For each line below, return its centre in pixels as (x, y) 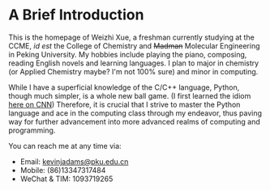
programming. (32, 130)
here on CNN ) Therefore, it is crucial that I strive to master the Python (124, 104)
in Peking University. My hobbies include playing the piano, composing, (128, 54)
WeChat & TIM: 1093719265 (66, 179)
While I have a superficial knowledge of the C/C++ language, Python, (124, 87)
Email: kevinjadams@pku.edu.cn (74, 161)
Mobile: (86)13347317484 (63, 170)
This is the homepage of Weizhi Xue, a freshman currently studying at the (132, 37)
